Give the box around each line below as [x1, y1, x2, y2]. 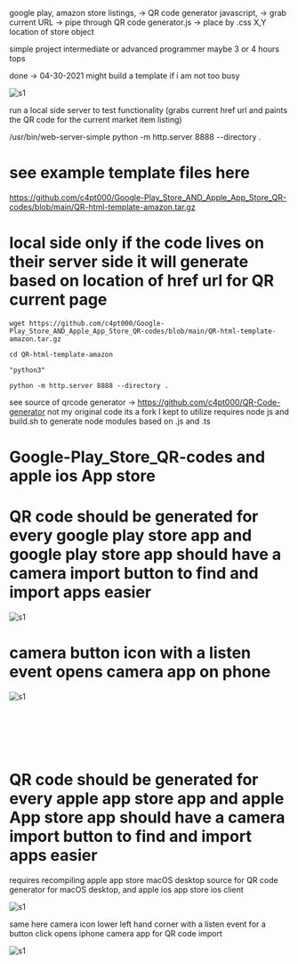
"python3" [9, 365, 46, 375]
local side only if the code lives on [9, 233, 265, 253]
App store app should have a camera [9, 807, 286, 828]
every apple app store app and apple [9, 789, 285, 809]
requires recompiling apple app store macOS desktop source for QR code [9, 874, 278, 885]
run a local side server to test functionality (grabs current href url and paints [9, 105, 287, 115]
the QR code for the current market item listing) [9, 115, 182, 125]
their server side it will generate [9, 252, 249, 272]
